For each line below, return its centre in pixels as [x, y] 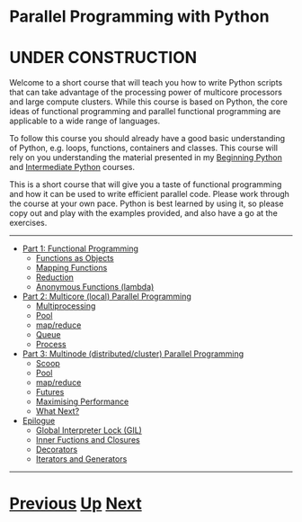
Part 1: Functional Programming [80, 248]
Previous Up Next [75, 504]
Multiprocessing [66, 306]
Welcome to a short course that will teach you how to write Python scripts [146, 83]
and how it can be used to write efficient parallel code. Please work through [150, 194]
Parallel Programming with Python [139, 17]
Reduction [55, 277]
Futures [50, 392]
